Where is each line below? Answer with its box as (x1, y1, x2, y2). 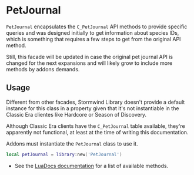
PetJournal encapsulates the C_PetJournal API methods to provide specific (6, 23, 188, 30)
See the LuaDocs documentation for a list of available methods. (14, 162, 169, 169)
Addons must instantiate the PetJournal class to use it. (6, 140, 138, 147)
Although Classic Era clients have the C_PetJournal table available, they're (6, 122, 185, 130)
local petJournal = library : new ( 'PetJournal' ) (6, 151, 122, 157)
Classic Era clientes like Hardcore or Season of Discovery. (6, 111, 147, 118)
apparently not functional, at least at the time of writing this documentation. (6, 128, 189, 136)
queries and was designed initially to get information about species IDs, (6, 29, 179, 36)
